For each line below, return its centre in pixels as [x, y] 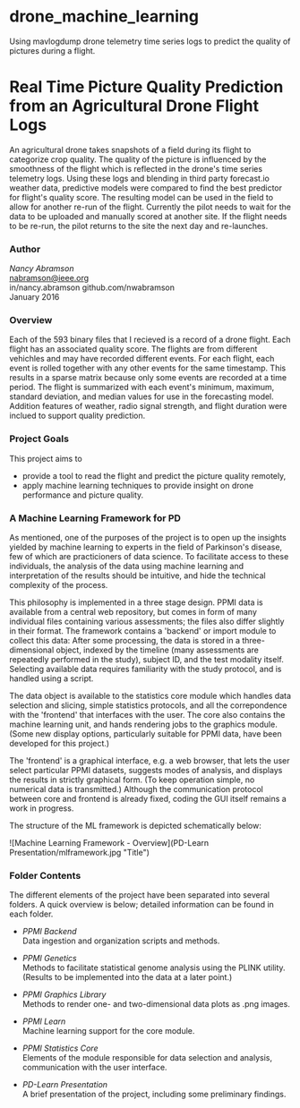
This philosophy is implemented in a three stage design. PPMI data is [136, 602]
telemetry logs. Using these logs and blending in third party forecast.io [140, 178]
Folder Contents [45, 875]
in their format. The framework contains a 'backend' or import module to [143, 631]
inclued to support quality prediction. [77, 416]
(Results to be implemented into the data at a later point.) [127, 977]
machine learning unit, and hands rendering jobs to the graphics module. [143, 724]
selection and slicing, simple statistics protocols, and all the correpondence [149, 705]
